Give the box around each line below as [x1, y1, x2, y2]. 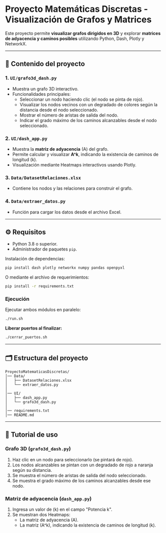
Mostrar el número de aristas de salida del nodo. [19, 112, 119, 118]
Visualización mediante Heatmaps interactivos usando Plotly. [12, 162, 137, 167]
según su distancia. [12, 467, 52, 473]
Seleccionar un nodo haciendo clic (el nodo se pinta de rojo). [19, 96, 144, 102]
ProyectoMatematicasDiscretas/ [5, 369, 70, 374]
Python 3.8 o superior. [12, 241, 58, 247]
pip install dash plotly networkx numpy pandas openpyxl [5, 265, 125, 270]
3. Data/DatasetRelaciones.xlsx [5, 174, 82, 181]
